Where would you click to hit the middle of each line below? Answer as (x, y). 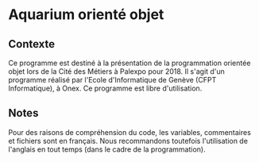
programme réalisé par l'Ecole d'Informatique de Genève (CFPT (112, 80)
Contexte (32, 44)
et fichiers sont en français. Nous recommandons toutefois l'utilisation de (128, 141)
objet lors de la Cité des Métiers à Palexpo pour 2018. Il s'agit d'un (116, 71)
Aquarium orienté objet (86, 15)
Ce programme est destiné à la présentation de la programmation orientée (129, 63)
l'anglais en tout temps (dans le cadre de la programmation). (107, 149)
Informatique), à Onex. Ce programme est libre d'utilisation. (105, 88)
